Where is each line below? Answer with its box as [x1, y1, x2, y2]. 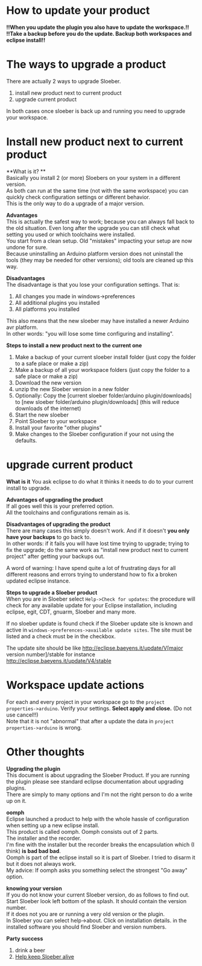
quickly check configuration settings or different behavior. [6, 193, 151, 200]
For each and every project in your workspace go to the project [6, 698, 165, 705]
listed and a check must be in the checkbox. [6, 632, 116, 640]
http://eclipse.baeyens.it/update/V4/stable [6, 657, 112, 664]
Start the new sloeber [14, 411, 69, 418]
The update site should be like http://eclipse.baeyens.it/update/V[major [6, 644, 183, 651]
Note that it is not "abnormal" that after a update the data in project [6, 717, 174, 724]
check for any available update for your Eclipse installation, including [6, 601, 177, 609]
